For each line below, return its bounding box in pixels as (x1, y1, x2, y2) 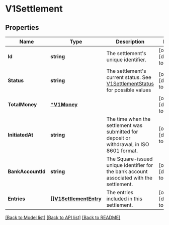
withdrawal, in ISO (106, 141, 149, 148)
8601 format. (106, 147, 138, 154)
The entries (106, 189, 134, 196)
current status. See (106, 74, 152, 81)
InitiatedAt (8, 131, 34, 138)
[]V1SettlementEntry (50, 195, 102, 202)
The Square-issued (106, 155, 153, 162)
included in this (106, 195, 142, 202)
